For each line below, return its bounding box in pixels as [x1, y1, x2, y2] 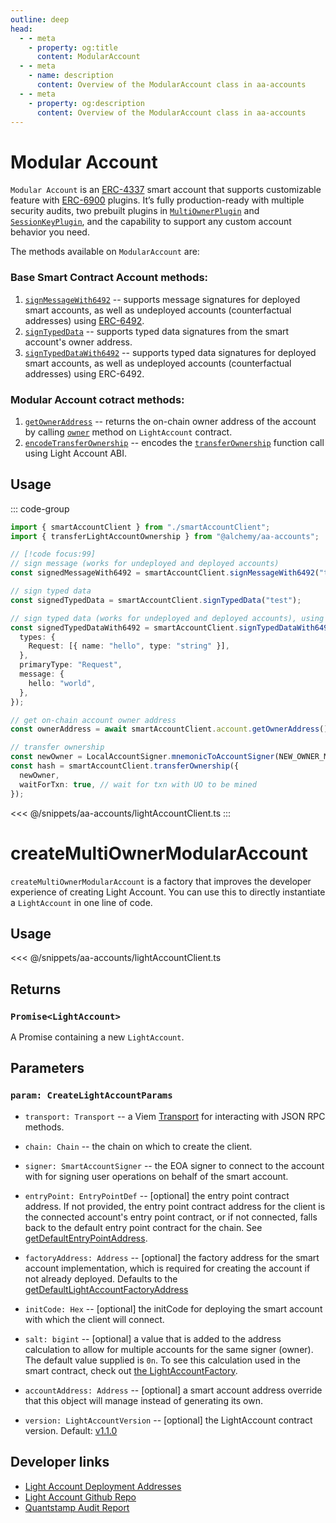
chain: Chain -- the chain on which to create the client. [24, 1140, 253, 1152]
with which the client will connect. [24, 1313, 165, 1325]
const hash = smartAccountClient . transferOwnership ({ [10, 761, 240, 771]
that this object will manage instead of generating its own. [24, 1394, 263, 1406]
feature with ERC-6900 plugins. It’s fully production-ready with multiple [10, 194, 305, 206]
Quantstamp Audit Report [24, 1501, 130, 1513]
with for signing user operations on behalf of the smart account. [24, 1170, 289, 1182]
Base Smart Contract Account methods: [10, 271, 209, 285]
